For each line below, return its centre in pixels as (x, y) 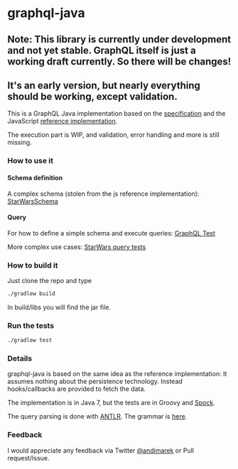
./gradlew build (31, 294)
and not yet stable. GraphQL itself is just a (102, 50)
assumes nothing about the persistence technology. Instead (95, 382)
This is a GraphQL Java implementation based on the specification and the (117, 114)
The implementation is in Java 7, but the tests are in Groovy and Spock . (111, 403)
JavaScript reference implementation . (63, 121)
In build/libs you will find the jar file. (59, 307)
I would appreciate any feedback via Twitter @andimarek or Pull (101, 450)
